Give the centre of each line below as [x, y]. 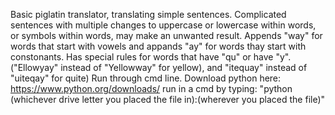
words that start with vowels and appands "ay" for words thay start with [158, 46]
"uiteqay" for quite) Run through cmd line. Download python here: [146, 78]
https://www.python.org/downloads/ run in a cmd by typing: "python [151, 88]
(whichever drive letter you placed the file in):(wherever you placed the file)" [168, 99]
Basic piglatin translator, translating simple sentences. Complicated [148, 14]
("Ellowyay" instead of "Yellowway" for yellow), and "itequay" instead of [159, 67]
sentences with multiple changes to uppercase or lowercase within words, [163, 25]
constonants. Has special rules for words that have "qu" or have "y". [151, 57]
